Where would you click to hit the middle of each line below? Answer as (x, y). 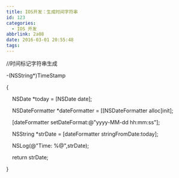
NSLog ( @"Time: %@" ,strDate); (50, 145)
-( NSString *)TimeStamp (36, 75)
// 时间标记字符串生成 (32, 63)
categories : (21, 23)
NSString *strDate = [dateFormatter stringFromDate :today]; (85, 134)
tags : (13, 46)
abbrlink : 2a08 (25, 34)
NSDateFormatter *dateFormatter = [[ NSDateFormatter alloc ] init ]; (93, 110)
